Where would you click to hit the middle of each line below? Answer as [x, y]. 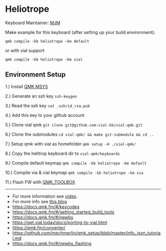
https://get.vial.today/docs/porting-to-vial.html [60, 222]
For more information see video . [45, 196]
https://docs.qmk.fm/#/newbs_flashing [52, 243]
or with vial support [25, 50]
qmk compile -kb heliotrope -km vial [44, 59]
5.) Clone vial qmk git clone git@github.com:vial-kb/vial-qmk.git [74, 125]
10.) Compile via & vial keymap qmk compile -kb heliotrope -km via [74, 172]
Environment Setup [35, 75]
